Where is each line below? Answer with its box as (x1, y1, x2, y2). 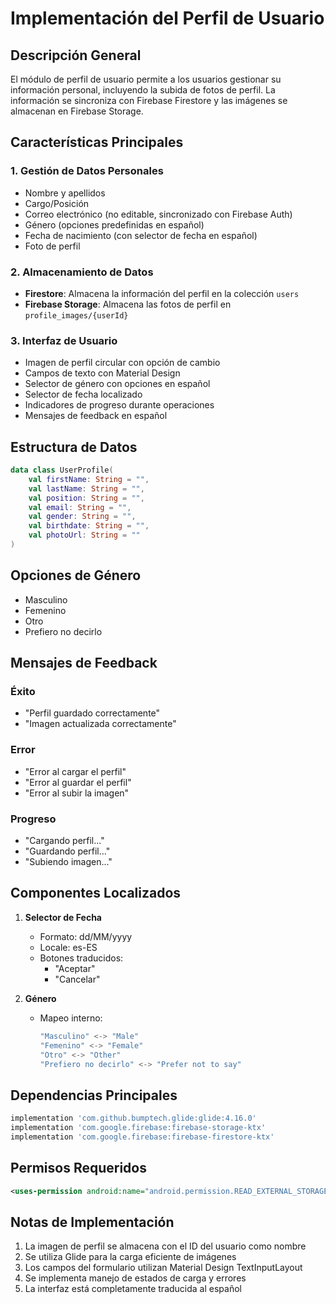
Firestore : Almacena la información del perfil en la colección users (24, 287, 300, 299)
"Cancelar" (54, 973, 101, 985)
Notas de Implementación (10, 1213, 175, 1231)
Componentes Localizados (10, 885, 182, 902)
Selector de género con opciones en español (24, 378, 211, 390)
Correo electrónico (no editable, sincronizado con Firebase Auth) (24, 208, 293, 220)
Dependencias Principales (10, 1087, 178, 1104)
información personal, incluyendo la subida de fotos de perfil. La (10, 84, 276, 96)
